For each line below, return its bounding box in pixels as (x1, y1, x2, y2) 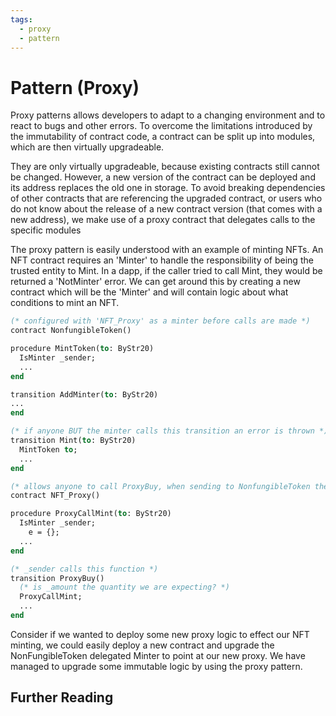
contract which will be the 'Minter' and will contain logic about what (10, 286, 289, 298)
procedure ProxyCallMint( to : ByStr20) (10, 509, 172, 519)
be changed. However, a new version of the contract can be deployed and (10, 171, 316, 183)
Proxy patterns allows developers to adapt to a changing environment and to (10, 109, 326, 121)
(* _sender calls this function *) (10, 564, 159, 574)
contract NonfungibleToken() (10, 326, 132, 336)
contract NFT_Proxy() (10, 491, 101, 501)
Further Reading (10, 689, 114, 706)
